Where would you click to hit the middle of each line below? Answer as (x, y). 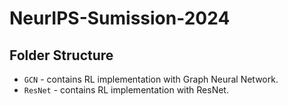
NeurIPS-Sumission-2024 (120, 18)
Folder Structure (61, 55)
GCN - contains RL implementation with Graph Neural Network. (151, 79)
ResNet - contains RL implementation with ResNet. (126, 90)
